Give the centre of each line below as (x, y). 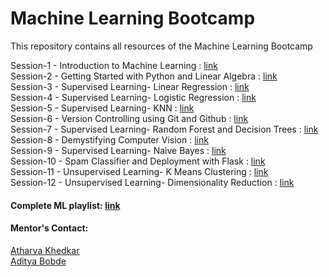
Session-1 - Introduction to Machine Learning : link (114, 65)
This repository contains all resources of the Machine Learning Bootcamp (161, 46)
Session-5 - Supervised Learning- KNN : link (102, 108)
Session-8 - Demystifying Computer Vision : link (109, 139)
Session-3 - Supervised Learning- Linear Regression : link (130, 86)
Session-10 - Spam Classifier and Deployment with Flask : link (138, 161)
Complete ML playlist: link (65, 205)
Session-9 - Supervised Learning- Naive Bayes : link (118, 150)
